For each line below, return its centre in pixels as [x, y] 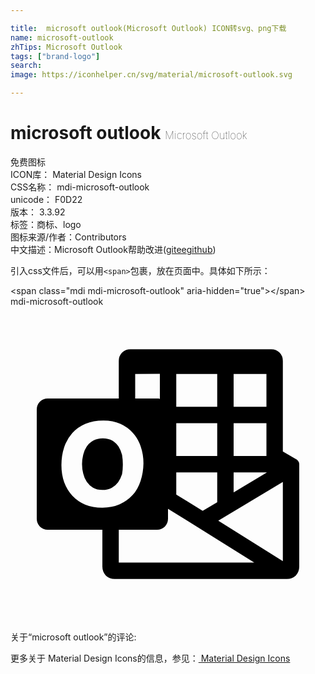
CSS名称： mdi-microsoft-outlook [80, 187]
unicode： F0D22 [46, 199]
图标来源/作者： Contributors [68, 237]
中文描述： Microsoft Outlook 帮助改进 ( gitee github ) [113, 249]
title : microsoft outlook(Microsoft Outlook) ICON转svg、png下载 [148, 28]
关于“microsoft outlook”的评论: [73, 637]
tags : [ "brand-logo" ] [55, 56]
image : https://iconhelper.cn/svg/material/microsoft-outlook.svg [151, 75]
